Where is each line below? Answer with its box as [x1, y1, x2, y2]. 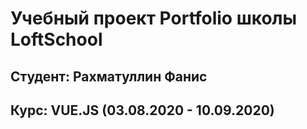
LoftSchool [10, 28, 103, 51]
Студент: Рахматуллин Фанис [10, 68, 208, 85]
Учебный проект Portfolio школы [10, 7, 298, 30]
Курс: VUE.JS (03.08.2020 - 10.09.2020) [10, 102, 275, 119]
